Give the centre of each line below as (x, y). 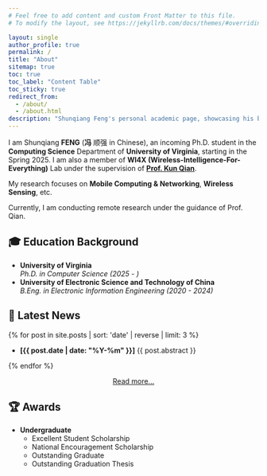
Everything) (29, 168)
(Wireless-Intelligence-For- (194, 160)
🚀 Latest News (44, 316)
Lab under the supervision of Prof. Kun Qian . (124, 168)
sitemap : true (32, 67)
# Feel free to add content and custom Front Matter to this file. (122, 16)
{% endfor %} (31, 365)
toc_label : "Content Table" (55, 82)
